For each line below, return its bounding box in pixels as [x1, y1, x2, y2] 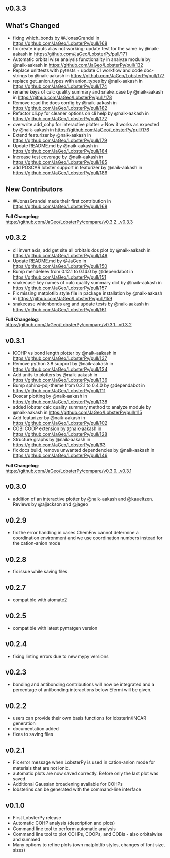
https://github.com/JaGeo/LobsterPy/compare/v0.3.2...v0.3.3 [5, 219, 133, 225]
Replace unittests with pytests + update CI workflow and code [12, 67, 143, 73]
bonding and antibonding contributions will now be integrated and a [12, 681, 155, 688]
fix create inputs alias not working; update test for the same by [12, 46, 144, 52]
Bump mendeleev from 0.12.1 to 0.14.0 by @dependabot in [12, 268, 133, 274]
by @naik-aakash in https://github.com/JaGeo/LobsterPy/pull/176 [12, 127, 150, 133]
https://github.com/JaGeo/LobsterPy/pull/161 [12, 306, 107, 312]
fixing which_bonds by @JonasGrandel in [12, 35, 100, 41]
